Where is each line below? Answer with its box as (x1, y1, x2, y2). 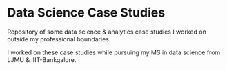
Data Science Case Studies (7, 5, 166, 21)
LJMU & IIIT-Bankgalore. (7, 55, 77, 63)
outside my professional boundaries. (7, 34, 111, 43)
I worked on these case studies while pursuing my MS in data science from (7, 48, 221, 57)
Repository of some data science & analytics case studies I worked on (7, 28, 207, 36)
